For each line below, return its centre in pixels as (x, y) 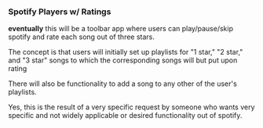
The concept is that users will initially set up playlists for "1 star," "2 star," (126, 52)
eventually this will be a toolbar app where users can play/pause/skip (121, 29)
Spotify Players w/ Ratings (60, 12)
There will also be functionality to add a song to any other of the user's (122, 84)
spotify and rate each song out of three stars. (82, 37)
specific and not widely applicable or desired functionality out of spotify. (125, 116)
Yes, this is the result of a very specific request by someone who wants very (131, 107)
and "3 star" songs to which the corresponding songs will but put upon (123, 60)
